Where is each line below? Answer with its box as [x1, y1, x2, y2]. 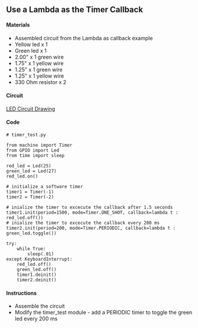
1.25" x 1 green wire [14, 66, 63, 73]
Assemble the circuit [14, 303, 65, 310]
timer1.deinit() [17, 272, 57, 278]
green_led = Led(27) [6, 168, 57, 174]
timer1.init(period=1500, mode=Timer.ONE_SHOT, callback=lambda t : [6, 210, 178, 216]
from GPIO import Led [6, 147, 60, 153]
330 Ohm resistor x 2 [14, 78, 67, 85]
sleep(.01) [27, 251, 54, 257]
